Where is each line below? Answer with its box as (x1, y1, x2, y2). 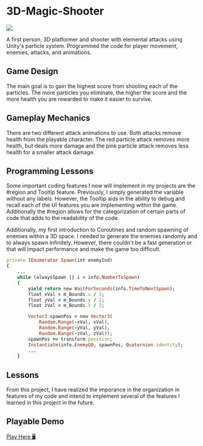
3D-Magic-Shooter (6, 4, 105, 18)
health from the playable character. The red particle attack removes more (6, 136, 190, 143)
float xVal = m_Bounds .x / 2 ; (28, 291, 105, 297)
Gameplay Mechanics (6, 113, 91, 123)
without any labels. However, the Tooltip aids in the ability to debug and (6, 195, 185, 202)
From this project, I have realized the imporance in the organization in (6, 386, 180, 393)
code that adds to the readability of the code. (6, 214, 120, 222)
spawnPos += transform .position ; (28, 336, 113, 342)
